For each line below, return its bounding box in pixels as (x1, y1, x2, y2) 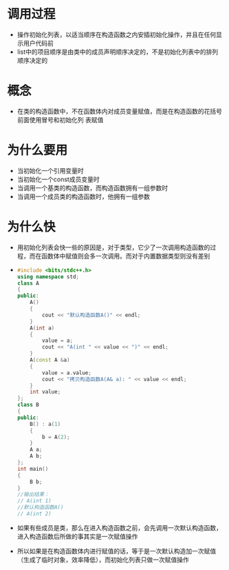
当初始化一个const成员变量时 (17, 175, 100, 183)
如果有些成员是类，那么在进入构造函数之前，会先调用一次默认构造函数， (17, 523, 222, 531)
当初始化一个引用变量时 (17, 166, 84, 174)
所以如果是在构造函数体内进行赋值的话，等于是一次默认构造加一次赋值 (17, 547, 217, 555)
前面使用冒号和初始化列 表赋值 (17, 115, 104, 124)
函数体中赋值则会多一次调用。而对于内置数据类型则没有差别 (41, 252, 210, 260)
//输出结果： (17, 491, 50, 498)
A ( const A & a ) (30, 356, 70, 363)
